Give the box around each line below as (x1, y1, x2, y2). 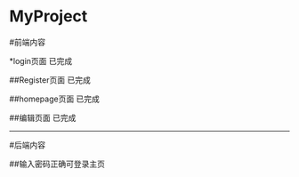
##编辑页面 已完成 (9, 112, 77, 123)
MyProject (9, 6, 88, 27)
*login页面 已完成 (9, 55, 73, 66)
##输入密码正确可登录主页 (9, 158, 105, 169)
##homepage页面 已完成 (9, 93, 101, 104)
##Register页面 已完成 (9, 74, 91, 85)
